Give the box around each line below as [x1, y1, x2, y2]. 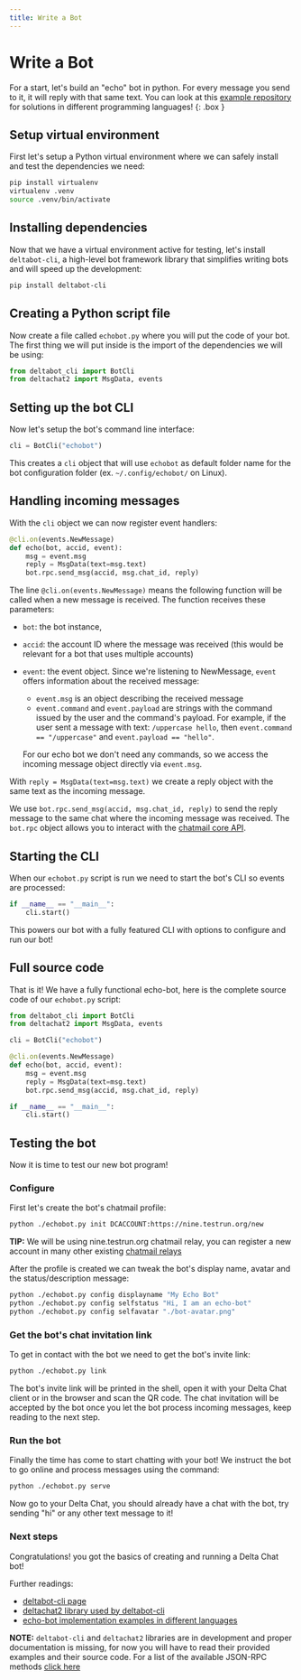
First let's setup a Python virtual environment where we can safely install [9, 151, 279, 163]
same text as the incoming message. [9, 786, 146, 797]
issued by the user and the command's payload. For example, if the [35, 713, 287, 723]
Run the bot [9, 1433, 61, 1446]
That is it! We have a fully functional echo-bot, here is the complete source [9, 984, 287, 994]
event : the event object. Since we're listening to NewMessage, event [22, 666, 277, 677]
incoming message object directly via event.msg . [22, 759, 203, 770]
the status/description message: [9, 1273, 130, 1283]
